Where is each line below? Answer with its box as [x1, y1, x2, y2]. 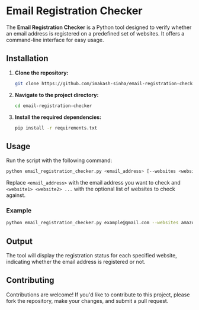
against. [6, 192, 25, 199]
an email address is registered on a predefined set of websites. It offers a [6, 30, 185, 37]
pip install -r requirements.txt [14, 125, 98, 131]
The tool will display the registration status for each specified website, [6, 252, 178, 259]
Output [6, 236, 33, 246]
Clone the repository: [14, 69, 69, 76]
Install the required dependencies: [14, 114, 102, 121]
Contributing [6, 275, 54, 285]
